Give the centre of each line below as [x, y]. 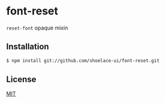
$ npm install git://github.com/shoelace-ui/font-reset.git [83, 61]
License [21, 80]
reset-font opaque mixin [37, 28]
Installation [28, 47]
